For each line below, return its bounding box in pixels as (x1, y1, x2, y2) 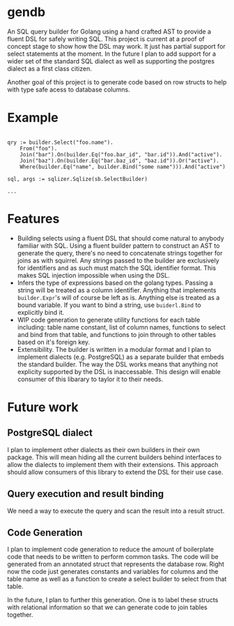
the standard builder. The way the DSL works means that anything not (17, 360, 218, 368)
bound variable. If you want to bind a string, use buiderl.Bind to (17, 301, 201, 309)
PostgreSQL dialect (7, 427, 93, 439)
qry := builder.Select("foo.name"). (7, 139, 114, 146)
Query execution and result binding (7, 488, 164, 500)
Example (7, 110, 58, 126)
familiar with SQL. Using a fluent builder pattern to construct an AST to (17, 241, 220, 250)
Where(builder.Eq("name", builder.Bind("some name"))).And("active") (19, 163, 226, 170)
